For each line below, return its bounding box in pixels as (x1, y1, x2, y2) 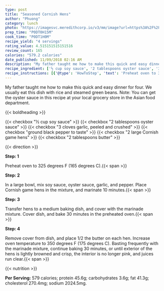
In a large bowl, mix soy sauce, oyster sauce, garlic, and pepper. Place (5, 181, 147, 187)
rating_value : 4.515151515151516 (5, 44, 73, 48)
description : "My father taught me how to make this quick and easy (5, 62, 147, 67)
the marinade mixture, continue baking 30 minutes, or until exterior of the (5, 246, 153, 251)
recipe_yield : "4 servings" (5, 39, 62, 44)
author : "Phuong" (5, 16, 41, 21)
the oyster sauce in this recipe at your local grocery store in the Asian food (5, 94, 155, 100)
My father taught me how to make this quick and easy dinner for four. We (5, 84, 152, 90)
